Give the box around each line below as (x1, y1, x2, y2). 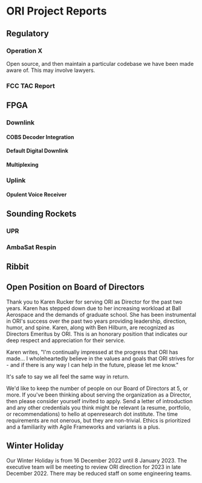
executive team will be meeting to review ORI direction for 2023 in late (6, 463, 181, 470)
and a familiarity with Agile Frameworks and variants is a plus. (6, 423, 160, 430)
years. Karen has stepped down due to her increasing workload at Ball (6, 304, 181, 312)
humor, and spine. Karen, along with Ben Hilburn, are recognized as (6, 323, 175, 331)
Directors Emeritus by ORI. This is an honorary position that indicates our (6, 330, 188, 337)
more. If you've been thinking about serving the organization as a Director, (6, 391, 192, 398)
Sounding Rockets (6, 209, 77, 219)
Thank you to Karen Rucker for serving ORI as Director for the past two (6, 298, 183, 305)
